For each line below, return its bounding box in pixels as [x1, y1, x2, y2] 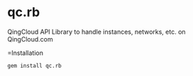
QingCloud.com [7, 34, 53, 43]
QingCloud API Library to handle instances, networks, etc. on [7, 27, 186, 36]
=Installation [7, 49, 44, 57]
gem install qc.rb [7, 62, 62, 69]
